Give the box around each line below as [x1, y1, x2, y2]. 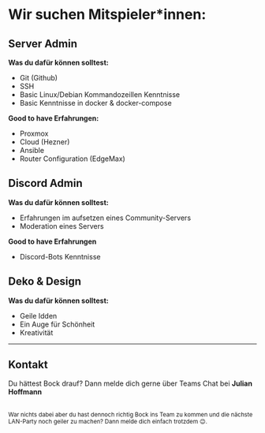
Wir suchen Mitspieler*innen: [8, 6, 207, 24]
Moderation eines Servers [19, 221, 104, 230]
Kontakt [8, 358, 49, 371]
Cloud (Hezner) [19, 137, 70, 147]
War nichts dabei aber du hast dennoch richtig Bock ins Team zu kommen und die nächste [8, 411, 253, 419]
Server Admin [8, 37, 77, 50]
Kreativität [19, 327, 54, 337]
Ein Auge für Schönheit [19, 319, 95, 329]
